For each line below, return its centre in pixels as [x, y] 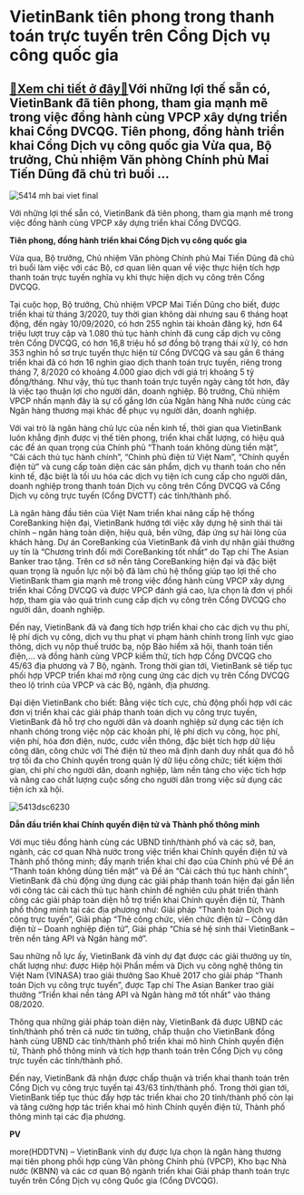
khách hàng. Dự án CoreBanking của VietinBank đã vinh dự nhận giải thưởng [152, 542]
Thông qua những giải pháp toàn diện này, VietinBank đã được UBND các [147, 1022]
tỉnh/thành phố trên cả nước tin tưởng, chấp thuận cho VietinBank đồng [142, 1031]
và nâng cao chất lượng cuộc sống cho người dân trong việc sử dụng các [146, 779]
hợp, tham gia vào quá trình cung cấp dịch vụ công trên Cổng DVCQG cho [148, 600]
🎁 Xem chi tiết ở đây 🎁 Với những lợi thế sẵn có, [140, 88]
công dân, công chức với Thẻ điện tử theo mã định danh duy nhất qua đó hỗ [152, 751]
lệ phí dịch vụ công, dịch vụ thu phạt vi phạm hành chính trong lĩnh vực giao [152, 637]
